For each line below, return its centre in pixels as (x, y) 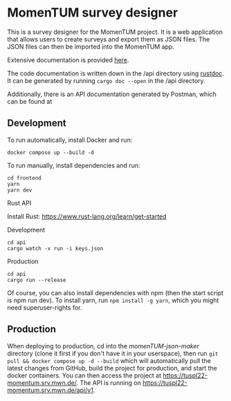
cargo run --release (37, 280)
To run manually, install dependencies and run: (74, 165)
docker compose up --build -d (51, 152)
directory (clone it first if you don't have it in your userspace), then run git (113, 353)
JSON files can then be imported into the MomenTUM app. (91, 46)
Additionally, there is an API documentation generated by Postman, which (112, 94)
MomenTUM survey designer (93, 13)
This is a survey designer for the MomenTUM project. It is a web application (115, 32)
